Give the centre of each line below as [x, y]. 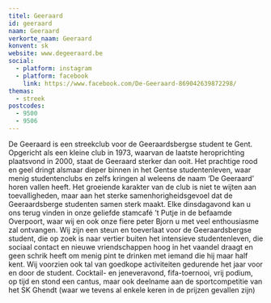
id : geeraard [30, 23]
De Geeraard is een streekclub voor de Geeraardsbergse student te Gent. [131, 144]
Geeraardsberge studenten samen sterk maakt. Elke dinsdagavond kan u [129, 204]
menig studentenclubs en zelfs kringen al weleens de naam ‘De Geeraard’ [131, 178]
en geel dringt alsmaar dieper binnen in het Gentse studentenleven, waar [130, 170]
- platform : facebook [52, 76]
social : [21, 61]
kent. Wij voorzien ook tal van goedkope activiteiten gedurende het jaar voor [135, 264]
